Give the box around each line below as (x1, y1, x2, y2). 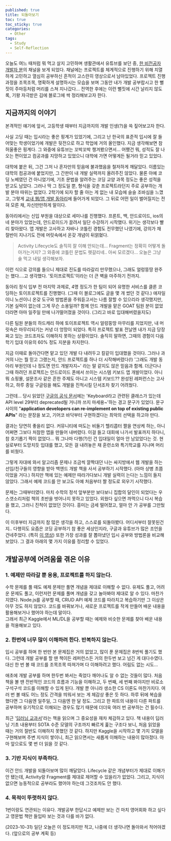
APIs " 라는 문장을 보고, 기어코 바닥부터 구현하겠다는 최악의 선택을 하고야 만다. (5, 412, 160, 418)
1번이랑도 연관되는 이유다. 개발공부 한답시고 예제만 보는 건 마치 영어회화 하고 (5, 807, 157, 813)
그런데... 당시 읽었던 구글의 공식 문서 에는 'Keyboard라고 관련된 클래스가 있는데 (5, 393, 161, 399)
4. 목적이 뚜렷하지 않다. (5, 794, 60, 801)
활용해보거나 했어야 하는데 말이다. (5, 610, 72, 616)
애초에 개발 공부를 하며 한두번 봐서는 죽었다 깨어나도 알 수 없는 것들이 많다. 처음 (5, 672, 163, 679)
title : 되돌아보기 (5, 12, 39, 17)
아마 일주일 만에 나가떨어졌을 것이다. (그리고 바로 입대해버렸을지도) (18, 309, 151, 316)
